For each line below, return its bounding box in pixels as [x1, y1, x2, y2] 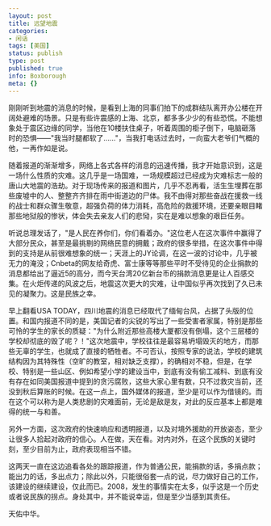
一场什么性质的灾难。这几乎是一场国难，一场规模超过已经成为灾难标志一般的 [8, 170, 263, 180]
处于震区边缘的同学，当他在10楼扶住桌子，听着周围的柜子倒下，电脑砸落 [15, 123, 256, 133]
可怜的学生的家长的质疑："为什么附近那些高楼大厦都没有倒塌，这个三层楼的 [8, 326, 260, 335]
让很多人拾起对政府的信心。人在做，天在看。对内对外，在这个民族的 [8, 434, 235, 444]
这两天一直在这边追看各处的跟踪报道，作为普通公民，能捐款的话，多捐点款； [8, 461, 263, 471]
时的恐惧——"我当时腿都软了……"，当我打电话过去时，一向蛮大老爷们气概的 [8, 133, 261, 142]
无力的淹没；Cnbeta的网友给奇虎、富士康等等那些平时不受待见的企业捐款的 [8, 258, 259, 267]
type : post [8, 57, 45, 65]
